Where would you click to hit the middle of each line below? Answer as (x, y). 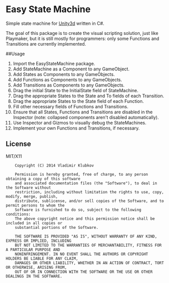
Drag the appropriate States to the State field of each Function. (78, 101)
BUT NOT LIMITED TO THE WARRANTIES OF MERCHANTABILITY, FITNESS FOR (88, 245)
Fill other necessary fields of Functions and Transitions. (71, 106)
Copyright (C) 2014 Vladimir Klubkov (54, 166)
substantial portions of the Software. (57, 227)
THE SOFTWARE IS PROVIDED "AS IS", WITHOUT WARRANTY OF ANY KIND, (86, 236)
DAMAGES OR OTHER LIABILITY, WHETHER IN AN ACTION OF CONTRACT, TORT (90, 263)
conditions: (18, 214)
